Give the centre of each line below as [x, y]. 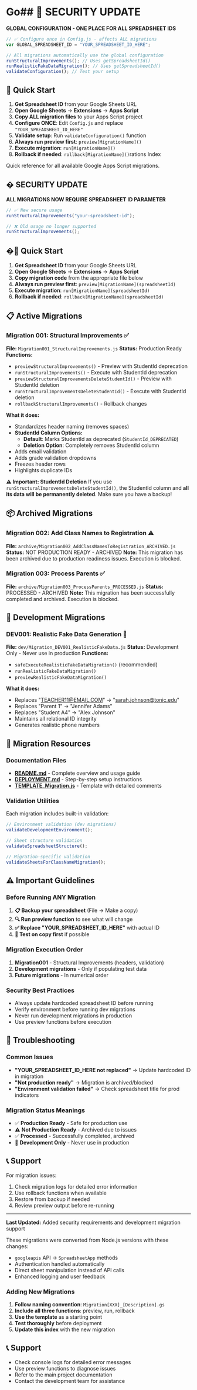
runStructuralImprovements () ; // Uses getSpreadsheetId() [78, 61]
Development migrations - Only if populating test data [81, 968]
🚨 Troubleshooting [40, 1041]
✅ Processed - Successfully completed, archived [74, 1136]
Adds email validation [40, 451]
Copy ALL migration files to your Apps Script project [79, 117]
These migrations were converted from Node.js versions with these [87, 1240]
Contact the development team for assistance [70, 1381]
